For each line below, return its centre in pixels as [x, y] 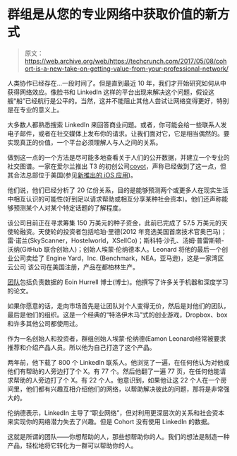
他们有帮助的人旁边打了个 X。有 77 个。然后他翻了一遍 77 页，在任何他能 [114, 371]
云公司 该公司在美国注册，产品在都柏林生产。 [73, 267]
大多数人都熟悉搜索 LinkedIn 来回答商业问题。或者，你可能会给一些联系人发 [117, 124]
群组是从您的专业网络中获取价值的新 [113, 14]
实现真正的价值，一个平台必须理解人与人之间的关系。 [85, 142]
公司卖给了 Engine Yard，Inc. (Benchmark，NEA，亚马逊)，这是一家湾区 [119, 258]
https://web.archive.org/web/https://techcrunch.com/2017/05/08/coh [126, 61]
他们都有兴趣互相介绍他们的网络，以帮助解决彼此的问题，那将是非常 [124, 389]
